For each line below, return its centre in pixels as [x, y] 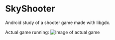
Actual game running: [27, 32]
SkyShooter [30, 9]
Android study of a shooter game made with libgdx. [58, 22]
